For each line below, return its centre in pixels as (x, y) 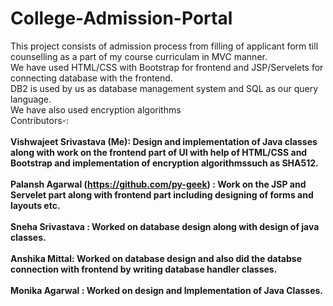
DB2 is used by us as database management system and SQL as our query (164, 88)
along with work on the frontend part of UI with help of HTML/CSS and (159, 152)
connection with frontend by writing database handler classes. (144, 269)
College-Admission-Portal (121, 18)
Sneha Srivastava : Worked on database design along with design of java (165, 226)
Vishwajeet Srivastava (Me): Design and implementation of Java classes (164, 141)
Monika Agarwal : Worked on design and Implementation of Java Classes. (167, 290)
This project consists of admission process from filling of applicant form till (164, 46)
